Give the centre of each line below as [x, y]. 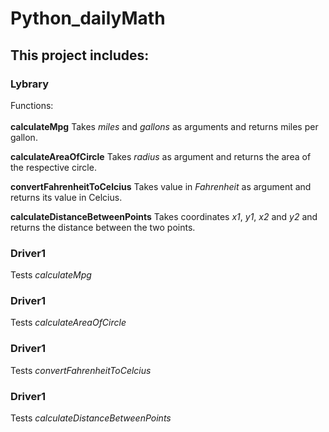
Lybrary [30, 84]
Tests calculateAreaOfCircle [68, 323]
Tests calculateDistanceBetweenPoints [91, 418]
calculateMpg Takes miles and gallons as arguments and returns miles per [164, 126]
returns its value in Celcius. [66, 197]
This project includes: [80, 55]
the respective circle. [53, 167]
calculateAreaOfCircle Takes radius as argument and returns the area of [161, 156]
